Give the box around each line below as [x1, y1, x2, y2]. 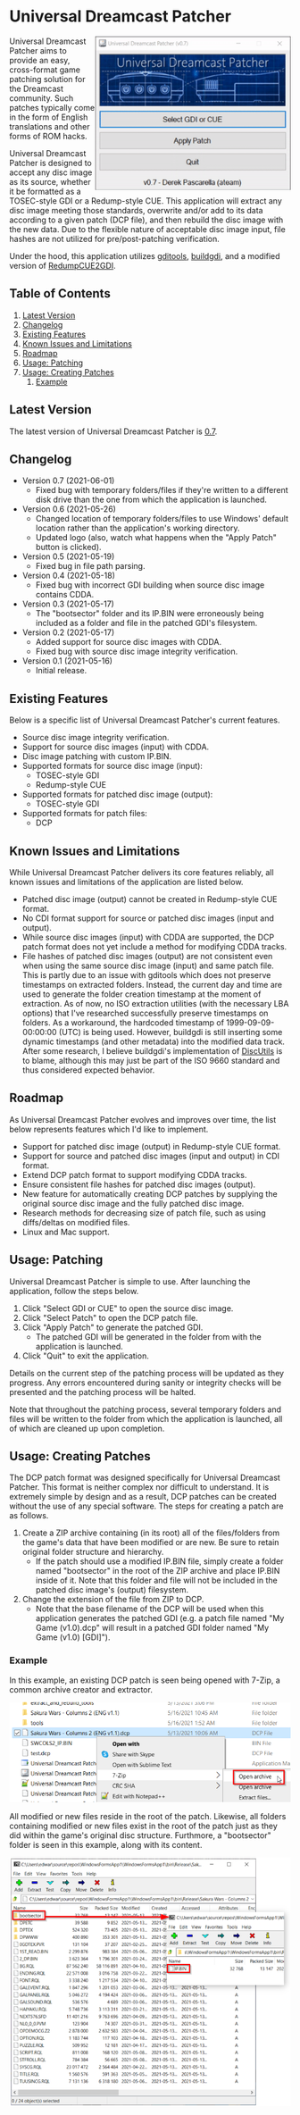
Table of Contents [9, 286, 112, 301]
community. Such [9, 92, 74, 104]
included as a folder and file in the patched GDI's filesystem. [35, 618, 258, 629]
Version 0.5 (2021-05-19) [21, 551, 115, 562]
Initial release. [35, 665, 87, 676]
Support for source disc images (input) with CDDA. [21, 741, 210, 752]
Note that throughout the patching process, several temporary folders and [9, 1404, 282, 1415]
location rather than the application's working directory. [35, 522, 240, 533]
